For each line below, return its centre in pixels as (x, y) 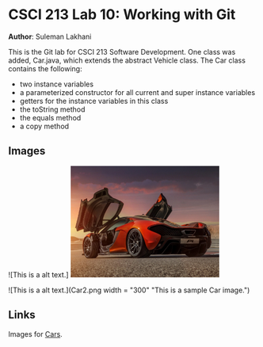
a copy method (44, 126)
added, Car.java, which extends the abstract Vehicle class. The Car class (127, 60)
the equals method (50, 117)
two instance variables (56, 84)
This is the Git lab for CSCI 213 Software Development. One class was (122, 51)
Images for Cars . (36, 334)
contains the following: (45, 68)
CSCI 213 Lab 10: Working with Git (122, 15)
